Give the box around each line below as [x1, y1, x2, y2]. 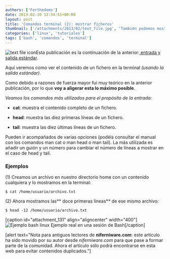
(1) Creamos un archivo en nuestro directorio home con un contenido [5, 174, 149, 180]
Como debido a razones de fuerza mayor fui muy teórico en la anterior [5, 79, 152, 86]
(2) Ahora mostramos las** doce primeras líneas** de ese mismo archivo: [5, 198, 159, 204]
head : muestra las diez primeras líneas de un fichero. [12, 114, 124, 120]
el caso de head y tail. [5, 150, 51, 156]
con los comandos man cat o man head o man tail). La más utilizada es [5, 139, 153, 145]
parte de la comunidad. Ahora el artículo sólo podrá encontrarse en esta [5, 243, 156, 249]
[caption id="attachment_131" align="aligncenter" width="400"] [5, 217, 138, 223]
